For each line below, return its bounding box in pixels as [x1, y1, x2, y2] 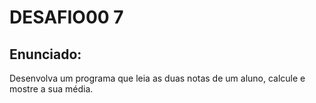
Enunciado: [9, 46, 82, 63]
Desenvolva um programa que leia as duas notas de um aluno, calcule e [9, 72, 306, 84]
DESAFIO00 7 [9, 6, 124, 29]
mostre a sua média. [9, 83, 94, 95]
